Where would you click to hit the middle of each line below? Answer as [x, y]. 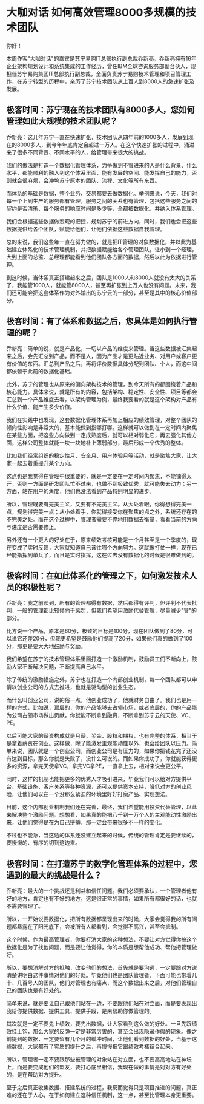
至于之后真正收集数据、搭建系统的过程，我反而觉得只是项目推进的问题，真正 [102, 1088]
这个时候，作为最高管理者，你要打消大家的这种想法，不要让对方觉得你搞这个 [102, 939]
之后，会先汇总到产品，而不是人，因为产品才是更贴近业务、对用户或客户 [101, 356]
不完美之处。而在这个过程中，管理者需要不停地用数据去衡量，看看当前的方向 [102, 519]
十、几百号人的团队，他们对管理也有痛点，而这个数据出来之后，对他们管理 [99, 983]
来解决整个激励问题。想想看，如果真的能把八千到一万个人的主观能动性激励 [99, 815]
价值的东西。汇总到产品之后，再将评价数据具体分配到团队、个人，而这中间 [104, 363]
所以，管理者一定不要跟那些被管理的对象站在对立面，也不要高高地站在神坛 [99, 1060]
